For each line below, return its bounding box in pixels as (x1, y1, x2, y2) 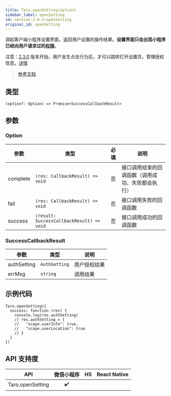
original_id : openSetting (5, 21, 60, 27)
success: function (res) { (10, 308, 67, 313)
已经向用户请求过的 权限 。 (5, 43, 59, 49)
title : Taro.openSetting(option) (5, 7, 76, 13)
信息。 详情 (5, 60, 28, 67)
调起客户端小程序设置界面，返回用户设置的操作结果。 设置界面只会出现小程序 (5, 36, 166, 42)
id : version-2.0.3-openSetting (5, 17, 72, 22)
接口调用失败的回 (121, 196, 163, 204)
